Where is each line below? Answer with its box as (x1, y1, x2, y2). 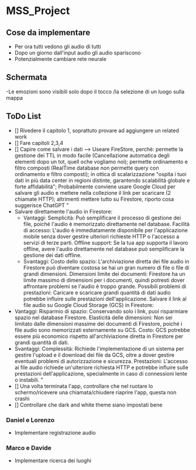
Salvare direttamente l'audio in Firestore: (14, 208, 113, 215)
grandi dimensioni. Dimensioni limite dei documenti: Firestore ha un (23, 270, 185, 277)
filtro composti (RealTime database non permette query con (14, 164, 159, 171)
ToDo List (6, 111, 42, 121)
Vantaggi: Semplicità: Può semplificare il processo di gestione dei (23, 214, 181, 221)
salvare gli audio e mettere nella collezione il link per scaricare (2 (14, 189, 171, 196)
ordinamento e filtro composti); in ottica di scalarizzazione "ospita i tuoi (14, 170, 187, 177)
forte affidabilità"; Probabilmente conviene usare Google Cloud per (14, 183, 176, 190)
